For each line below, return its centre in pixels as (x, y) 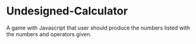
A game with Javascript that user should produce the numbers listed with (98, 28)
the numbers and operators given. (49, 34)
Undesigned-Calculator (67, 11)
